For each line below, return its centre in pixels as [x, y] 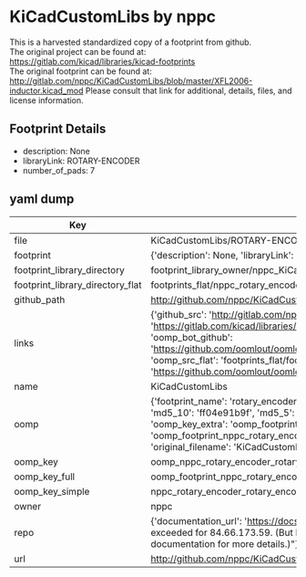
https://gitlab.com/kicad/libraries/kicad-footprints [102, 61]
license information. [46, 100]
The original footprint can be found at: [81, 71]
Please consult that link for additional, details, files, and [189, 90]
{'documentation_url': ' [199, 520]
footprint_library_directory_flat [78, 285]
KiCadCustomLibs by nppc [113, 17]
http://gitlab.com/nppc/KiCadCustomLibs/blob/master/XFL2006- [131, 80]
